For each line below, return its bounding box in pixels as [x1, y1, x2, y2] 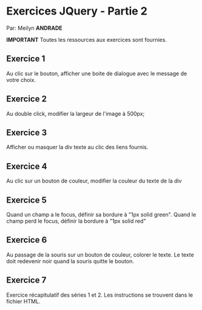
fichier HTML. [6, 297, 41, 305]
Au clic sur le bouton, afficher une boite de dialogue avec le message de [6, 70, 187, 77]
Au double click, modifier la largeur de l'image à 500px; [6, 110, 145, 117]
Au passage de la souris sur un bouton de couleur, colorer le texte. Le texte [6, 251, 194, 258]
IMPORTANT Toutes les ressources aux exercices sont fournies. [6, 36, 167, 43]
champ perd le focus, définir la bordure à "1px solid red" [6, 217, 147, 224]
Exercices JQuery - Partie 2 [6, 4, 147, 18]
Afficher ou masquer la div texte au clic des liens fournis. [6, 144, 149, 151]
